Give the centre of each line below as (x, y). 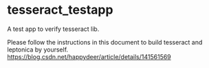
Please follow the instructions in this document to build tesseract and (105, 42)
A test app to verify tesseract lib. (53, 29)
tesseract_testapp (60, 10)
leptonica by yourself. (38, 49)
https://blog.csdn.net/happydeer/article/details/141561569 (89, 56)
